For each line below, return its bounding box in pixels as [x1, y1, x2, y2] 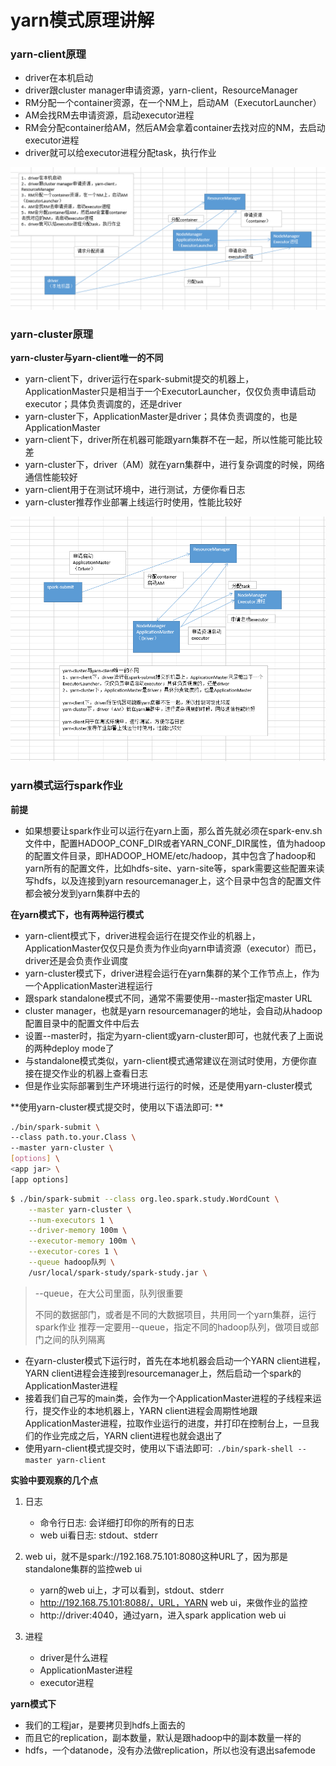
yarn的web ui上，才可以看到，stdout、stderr [39, 1584, 225, 1596]
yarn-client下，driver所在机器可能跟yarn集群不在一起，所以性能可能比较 [24, 434, 323, 446]
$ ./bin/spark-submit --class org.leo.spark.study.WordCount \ [10, 1194, 280, 1204]
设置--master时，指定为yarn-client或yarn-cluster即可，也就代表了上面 [24, 1029, 315, 1041]
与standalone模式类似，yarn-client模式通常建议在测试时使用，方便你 [24, 1054, 309, 1066]
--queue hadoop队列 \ [28, 1257, 115, 1268]
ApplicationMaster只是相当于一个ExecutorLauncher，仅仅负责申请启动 [24, 386, 317, 398]
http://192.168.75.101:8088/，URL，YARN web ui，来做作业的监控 [39, 1596, 308, 1608]
